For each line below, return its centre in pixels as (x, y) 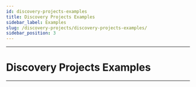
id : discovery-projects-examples (47, 11)
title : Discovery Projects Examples (50, 17)
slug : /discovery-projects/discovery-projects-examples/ (77, 28)
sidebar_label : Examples (36, 22)
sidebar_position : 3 (31, 33)
